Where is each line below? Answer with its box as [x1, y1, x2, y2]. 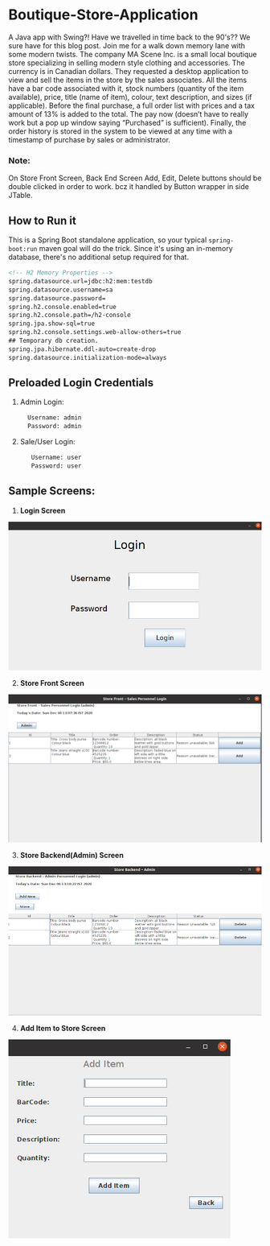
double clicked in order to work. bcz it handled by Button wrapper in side [8, 182, 249, 192]
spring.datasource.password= [8, 294, 106, 303]
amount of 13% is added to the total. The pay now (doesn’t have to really [8, 109, 249, 118]
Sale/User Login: [19, 437, 76, 447]
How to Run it [8, 213, 76, 227]
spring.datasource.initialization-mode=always [8, 353, 167, 361]
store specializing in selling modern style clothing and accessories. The [8, 58, 245, 68]
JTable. [8, 191, 34, 200]
